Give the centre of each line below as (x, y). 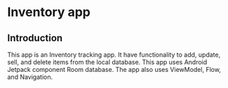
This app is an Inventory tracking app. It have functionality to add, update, (114, 54)
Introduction (35, 38)
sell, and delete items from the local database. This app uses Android (107, 62)
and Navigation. (30, 77)
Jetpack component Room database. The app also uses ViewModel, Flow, (114, 69)
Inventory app (49, 12)
